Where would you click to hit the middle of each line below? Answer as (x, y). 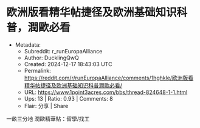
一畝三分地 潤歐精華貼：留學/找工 (48, 118)
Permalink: (38, 70)
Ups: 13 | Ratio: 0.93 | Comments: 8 (69, 98)
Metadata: (28, 45)
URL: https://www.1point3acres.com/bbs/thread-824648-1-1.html (106, 92)
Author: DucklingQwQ (51, 58)
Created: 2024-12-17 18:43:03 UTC (68, 64)
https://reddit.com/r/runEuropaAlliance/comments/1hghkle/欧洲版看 (109, 78)
